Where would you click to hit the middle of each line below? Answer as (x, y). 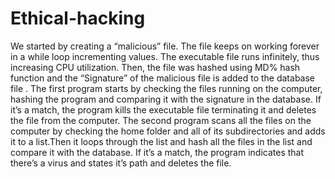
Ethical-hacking (78, 18)
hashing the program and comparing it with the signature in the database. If (166, 99)
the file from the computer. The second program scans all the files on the (161, 120)
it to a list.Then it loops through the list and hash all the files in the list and (161, 141)
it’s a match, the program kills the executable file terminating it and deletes (163, 109)
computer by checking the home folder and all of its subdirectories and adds (168, 131)
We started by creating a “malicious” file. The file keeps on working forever (165, 46)
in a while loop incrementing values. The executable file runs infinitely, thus (165, 56)
